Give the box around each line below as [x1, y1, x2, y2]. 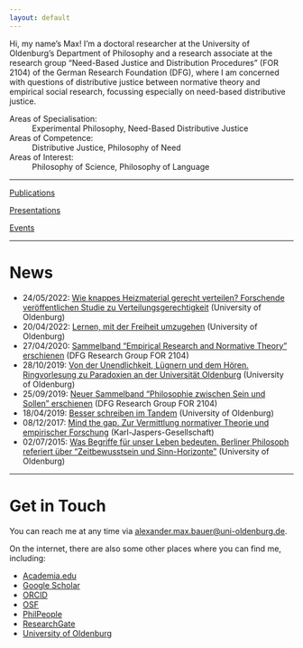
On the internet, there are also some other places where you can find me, [9, 543, 282, 554]
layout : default [9, 13, 70, 23]
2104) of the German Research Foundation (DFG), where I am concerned [9, 67, 280, 78]
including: [9, 552, 47, 563]
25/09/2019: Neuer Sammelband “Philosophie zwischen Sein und [22, 388, 266, 399]
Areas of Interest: [9, 151, 74, 163]
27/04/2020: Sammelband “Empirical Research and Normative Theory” [22, 340, 288, 351]
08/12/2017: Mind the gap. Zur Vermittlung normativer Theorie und [22, 417, 270, 427]
